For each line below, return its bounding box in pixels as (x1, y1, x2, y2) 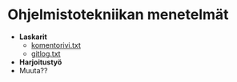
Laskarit (18, 32, 47, 41)
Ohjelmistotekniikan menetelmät (7, 6, 229, 24)
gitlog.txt (30, 49, 61, 58)
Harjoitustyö (18, 57, 62, 67)
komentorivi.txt (30, 40, 82, 49)
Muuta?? (18, 65, 48, 75)
